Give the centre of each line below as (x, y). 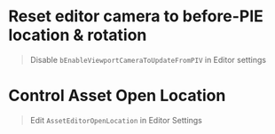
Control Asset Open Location (117, 96)
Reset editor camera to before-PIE (136, 16)
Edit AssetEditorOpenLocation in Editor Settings (116, 120)
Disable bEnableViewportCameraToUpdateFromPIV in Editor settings (148, 59)
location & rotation (78, 35)
